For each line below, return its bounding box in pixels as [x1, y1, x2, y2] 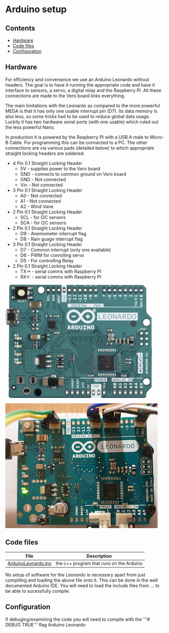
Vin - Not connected [20, 182, 63, 188]
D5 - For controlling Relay [20, 257, 74, 263]
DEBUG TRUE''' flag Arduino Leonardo [5, 621, 86, 627]
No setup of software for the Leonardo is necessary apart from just [5, 571, 146, 577]
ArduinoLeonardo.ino [7, 560, 52, 566]
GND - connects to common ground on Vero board [20, 171, 126, 177]
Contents [5, 24, 36, 33]
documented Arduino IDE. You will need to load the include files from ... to [5, 582, 160, 589]
